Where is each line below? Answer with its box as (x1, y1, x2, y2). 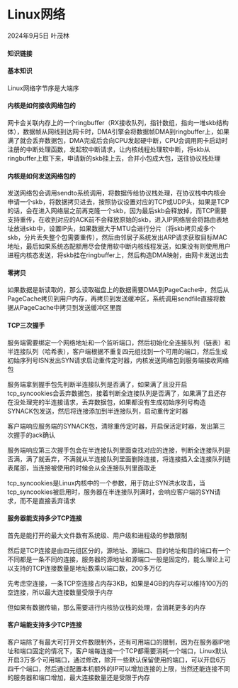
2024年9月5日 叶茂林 (7, 31, 69, 40)
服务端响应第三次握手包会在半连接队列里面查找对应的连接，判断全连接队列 (7, 446, 225, 454)
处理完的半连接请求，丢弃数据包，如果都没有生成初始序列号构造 (19, 397, 206, 406)
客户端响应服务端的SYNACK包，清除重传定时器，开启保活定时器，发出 (7, 421, 213, 430)
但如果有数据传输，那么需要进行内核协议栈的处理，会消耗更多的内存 (7, 603, 206, 611)
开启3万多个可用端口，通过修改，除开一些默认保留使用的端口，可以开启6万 (7, 655, 227, 664)
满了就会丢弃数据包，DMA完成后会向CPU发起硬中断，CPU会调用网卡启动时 (7, 136, 228, 144)
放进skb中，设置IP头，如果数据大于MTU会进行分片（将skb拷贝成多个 (13, 225, 216, 233)
